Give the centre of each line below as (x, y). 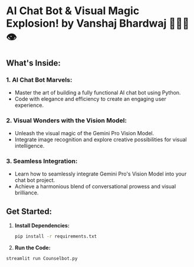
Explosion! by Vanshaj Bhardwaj (86, 23)
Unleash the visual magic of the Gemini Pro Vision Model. (84, 133)
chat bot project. (35, 180)
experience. (29, 105)
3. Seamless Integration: (42, 161)
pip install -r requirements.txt (56, 237)
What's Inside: (33, 63)
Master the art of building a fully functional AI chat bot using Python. (98, 92)
